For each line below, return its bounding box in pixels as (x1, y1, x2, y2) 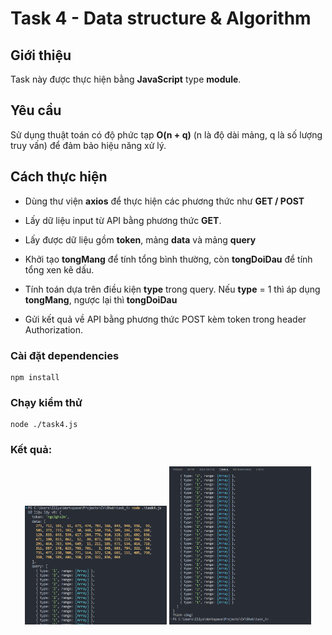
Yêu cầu (10, 102, 62, 119)
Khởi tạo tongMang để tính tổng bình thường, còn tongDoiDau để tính (24, 253, 313, 265)
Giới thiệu (10, 47, 72, 64)
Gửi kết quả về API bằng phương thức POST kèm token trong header (24, 313, 307, 325)
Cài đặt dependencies (10, 348, 120, 362)
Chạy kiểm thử (10, 395, 83, 409)
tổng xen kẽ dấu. (24, 263, 95, 276)
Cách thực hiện (10, 168, 108, 186)
